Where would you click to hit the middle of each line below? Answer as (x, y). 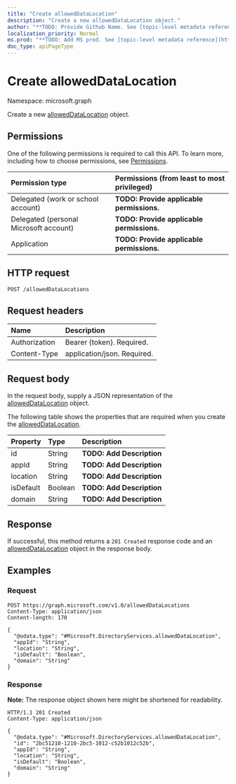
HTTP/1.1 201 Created (39, 712)
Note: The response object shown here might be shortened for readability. (115, 700)
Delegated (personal (45, 219)
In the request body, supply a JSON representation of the (90, 396)
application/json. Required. (109, 354)
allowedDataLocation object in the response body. (80, 548)
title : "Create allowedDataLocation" (63, 14)
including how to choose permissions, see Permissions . (88, 161)
